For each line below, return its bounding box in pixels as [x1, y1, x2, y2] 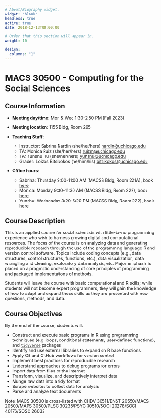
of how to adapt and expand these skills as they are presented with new [5, 291, 148, 296]
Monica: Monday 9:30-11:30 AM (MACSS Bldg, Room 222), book [19, 187, 148, 193]
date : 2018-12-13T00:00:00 [5, 25, 59, 30]
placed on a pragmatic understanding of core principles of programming [5, 266, 149, 272]
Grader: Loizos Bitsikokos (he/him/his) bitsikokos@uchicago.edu [19, 158, 148, 164]
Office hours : [12, 168, 40, 173]
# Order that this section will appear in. [5, 34, 94, 39]
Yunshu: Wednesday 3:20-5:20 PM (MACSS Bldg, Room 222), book [19, 198, 154, 203]
